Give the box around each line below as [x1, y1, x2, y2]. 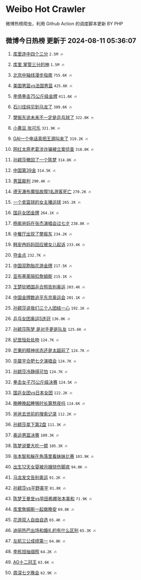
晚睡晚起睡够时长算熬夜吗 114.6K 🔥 [12, 400, 85, 406]
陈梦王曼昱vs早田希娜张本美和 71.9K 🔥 [12, 495, 92, 501]
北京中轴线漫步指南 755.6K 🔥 [12, 72, 72, 78]
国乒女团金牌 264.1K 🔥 [12, 209, 59, 215]
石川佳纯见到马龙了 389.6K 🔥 [12, 104, 72, 110]
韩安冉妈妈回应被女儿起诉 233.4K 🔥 [12, 241, 85, 247]
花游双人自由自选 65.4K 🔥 [12, 517, 66, 523]
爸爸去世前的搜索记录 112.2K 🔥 [12, 411, 77, 417]
